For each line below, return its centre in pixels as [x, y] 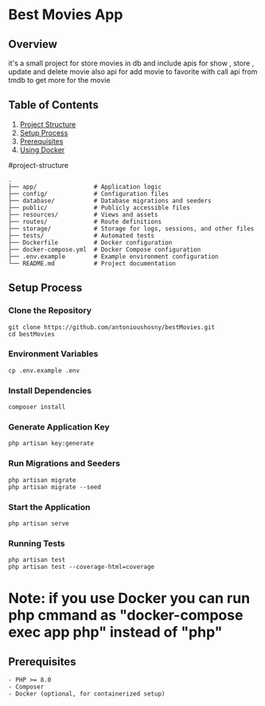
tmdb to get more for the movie [59, 80]
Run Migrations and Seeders [64, 464]
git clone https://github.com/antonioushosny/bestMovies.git [112, 327]
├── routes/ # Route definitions [85, 222]
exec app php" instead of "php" [115, 632]
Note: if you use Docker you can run [129, 598]
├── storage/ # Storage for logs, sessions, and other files [131, 229]
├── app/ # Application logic [85, 186]
